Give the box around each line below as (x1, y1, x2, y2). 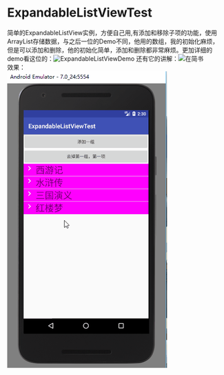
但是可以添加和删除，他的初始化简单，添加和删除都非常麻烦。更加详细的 (7, 46, 212, 54)
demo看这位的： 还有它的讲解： (7, 54, 179, 63)
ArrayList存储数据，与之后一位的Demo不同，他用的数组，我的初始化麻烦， (7, 37, 219, 46)
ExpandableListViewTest (7, 5, 153, 21)
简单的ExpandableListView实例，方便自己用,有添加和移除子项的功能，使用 (7, 28, 218, 37)
